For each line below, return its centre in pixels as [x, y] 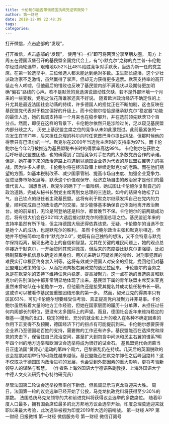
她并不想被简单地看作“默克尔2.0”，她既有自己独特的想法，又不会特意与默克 [83, 236]
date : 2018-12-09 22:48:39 [33, 19]
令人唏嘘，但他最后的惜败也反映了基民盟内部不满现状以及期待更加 [82, 85]
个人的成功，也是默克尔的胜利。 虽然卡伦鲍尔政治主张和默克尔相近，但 [87, 230]
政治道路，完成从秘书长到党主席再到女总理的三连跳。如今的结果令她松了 [80, 192]
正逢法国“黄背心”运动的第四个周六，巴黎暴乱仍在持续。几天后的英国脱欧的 [86, 349]
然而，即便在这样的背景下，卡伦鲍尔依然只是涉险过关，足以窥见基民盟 [91, 123]
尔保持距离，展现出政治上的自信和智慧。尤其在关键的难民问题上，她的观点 [82, 243]
